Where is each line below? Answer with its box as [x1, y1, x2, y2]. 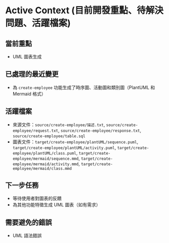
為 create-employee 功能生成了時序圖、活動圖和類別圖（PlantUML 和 [12, 84, 155, 90]
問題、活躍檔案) [5, 17, 71, 29]
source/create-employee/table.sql [12, 133, 86, 139]
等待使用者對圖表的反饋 [12, 195, 62, 201]
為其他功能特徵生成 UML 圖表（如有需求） [12, 202, 101, 208]
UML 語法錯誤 [12, 232, 42, 239]
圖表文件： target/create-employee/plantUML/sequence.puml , [12, 138, 138, 145]
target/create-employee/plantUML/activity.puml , [12, 144, 116, 150]
